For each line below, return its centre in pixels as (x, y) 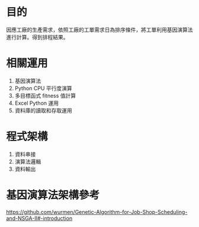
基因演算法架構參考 (53, 195)
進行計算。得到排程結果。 (37, 37)
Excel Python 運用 (37, 103)
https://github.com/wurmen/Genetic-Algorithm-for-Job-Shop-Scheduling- (97, 212)
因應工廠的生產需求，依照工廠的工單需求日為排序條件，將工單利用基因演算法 (99, 30)
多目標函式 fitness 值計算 (45, 95)
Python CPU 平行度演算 (43, 88)
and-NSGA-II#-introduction (39, 218)
